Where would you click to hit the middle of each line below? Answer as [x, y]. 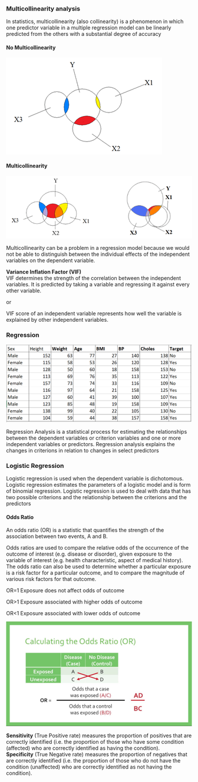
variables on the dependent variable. [51, 260]
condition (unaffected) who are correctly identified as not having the [89, 767]
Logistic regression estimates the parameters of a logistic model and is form [98, 485]
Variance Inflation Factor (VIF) [44, 272]
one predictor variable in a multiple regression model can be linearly [89, 28]
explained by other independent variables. [57, 319]
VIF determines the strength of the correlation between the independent [94, 278]
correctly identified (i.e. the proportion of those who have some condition [95, 741]
